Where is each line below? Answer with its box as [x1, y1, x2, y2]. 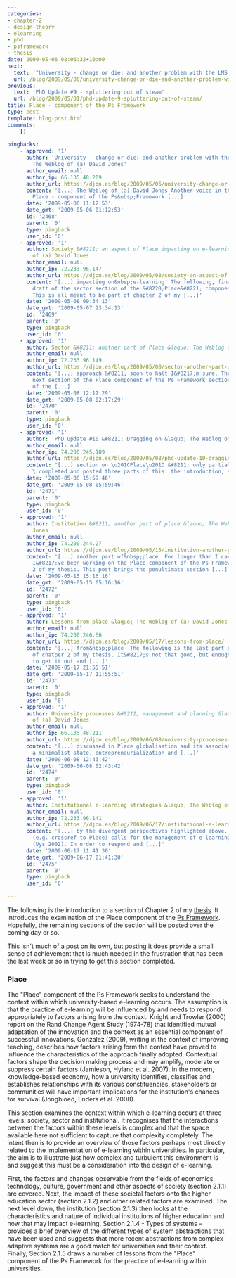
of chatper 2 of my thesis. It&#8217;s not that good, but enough [32, 651, 231, 658]
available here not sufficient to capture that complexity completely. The [7, 1131, 214, 1139]
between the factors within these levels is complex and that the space [7, 1123, 209, 1132]
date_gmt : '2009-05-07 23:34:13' [25, 305, 124, 312]
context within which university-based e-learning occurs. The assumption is [7, 998, 228, 1007]
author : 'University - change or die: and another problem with [25, 154, 218, 162]
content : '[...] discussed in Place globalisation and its [25, 743, 202, 750]
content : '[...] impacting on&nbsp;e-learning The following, [25, 279, 216, 286]
